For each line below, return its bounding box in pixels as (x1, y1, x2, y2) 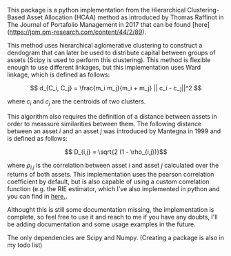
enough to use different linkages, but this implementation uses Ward (7, 63, 201, 71)
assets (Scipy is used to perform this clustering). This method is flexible (7, 56, 211, 64)
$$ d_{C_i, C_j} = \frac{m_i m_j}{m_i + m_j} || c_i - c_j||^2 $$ (30, 84, 202, 92)
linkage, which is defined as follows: (7, 70, 110, 79)
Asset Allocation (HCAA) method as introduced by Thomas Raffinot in (26, 13, 224, 21)
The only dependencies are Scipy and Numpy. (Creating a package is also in (7, 233, 224, 242)
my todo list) (7, 241, 43, 249)
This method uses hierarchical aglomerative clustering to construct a (7, 41, 203, 49)
